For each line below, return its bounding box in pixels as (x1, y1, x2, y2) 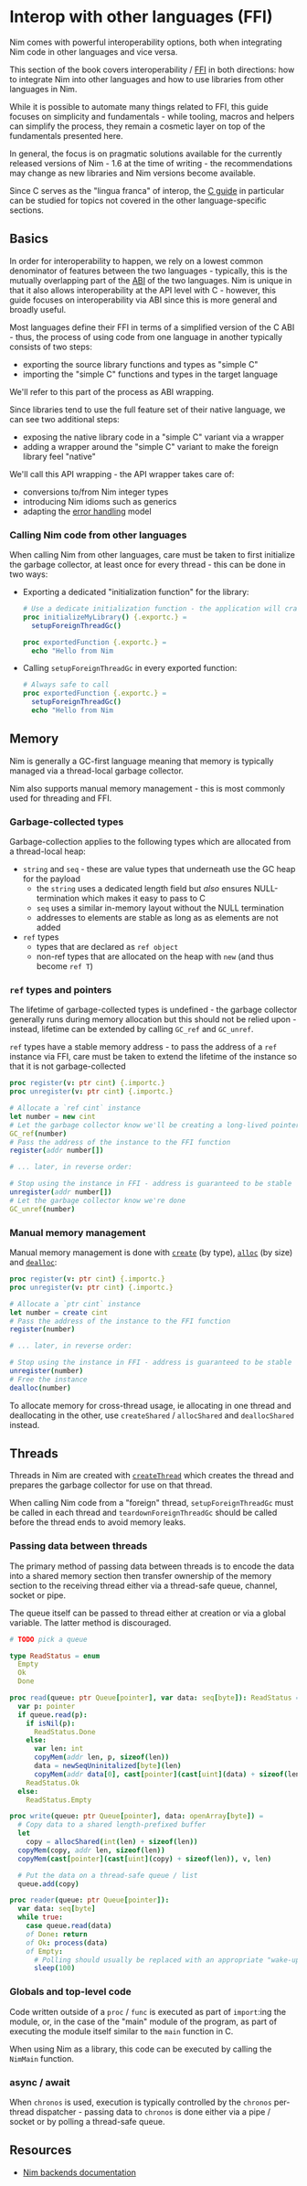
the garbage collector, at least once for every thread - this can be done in (9, 560, 286, 570)
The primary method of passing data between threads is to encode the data (9, 1561, 295, 1572)
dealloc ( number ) (9, 1383, 71, 1392)
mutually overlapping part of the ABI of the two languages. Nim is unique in (9, 274, 292, 285)
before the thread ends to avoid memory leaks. (9, 1517, 186, 1528)
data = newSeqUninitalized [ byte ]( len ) (33, 1762, 182, 1771)
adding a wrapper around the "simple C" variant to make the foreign (22, 441, 279, 452)
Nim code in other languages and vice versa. (9, 46, 178, 57)
